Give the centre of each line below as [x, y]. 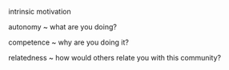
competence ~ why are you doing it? [69, 42]
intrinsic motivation [40, 12]
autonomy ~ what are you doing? [63, 27]
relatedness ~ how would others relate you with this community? [115, 58]
